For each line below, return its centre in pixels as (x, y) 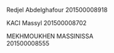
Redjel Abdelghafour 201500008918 (57, 10)
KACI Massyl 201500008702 (46, 23)
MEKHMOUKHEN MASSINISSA (50, 36)
